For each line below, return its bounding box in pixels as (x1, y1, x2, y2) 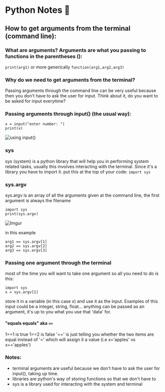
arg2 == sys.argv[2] (5, 244, 48, 249)
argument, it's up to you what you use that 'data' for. (5, 309, 112, 315)
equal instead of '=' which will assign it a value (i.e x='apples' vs (5, 336, 135, 343)
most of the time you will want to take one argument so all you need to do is (5, 270, 159, 276)
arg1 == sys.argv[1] (5, 239, 48, 244)
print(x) (5, 126, 23, 131)
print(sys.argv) (5, 212, 38, 217)
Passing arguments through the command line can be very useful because (5, 87, 157, 93)
